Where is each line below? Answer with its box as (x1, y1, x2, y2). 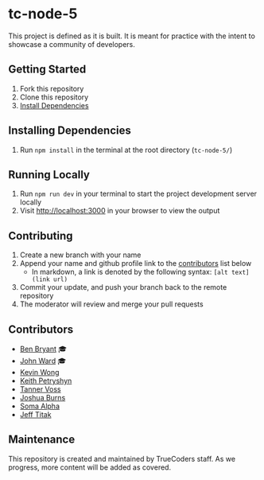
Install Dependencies (19, 100, 89, 110)
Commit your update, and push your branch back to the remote (19, 283, 227, 292)
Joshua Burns (19, 393, 66, 402)
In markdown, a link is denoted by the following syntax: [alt (31, 267, 228, 277)
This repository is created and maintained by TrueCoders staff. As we (8, 454, 236, 463)
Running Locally (8, 168, 90, 181)
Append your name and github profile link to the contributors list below (19, 259, 252, 268)
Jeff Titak (19, 410, 52, 419)
